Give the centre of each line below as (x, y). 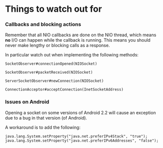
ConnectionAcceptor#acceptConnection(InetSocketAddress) (64, 90)
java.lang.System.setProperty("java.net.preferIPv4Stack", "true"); (76, 136)
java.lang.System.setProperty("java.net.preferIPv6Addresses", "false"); (82, 141)
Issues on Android (27, 102)
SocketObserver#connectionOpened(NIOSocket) (51, 64)
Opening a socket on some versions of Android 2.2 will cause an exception (81, 112)
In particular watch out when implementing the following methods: (72, 55)
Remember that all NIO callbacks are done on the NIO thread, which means (81, 35)
